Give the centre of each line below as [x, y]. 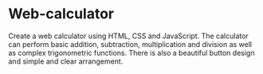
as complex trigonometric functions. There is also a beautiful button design [131, 53]
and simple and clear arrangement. [66, 61]
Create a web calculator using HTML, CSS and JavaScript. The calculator [128, 36]
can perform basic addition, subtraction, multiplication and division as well [130, 44]
